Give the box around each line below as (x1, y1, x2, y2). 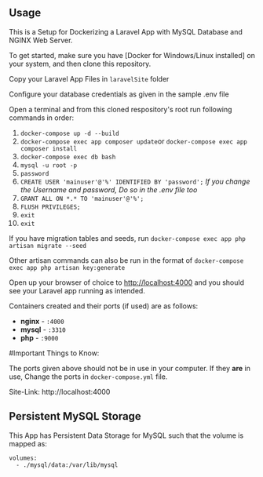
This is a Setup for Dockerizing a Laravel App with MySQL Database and (9, 27, 243, 36)
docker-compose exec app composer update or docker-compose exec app (20, 137, 248, 146)
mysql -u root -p (20, 161, 78, 169)
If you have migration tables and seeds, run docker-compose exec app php (9, 233, 246, 242)
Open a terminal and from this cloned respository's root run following (9, 104, 232, 114)
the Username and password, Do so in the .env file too (20, 184, 198, 195)
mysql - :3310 (20, 325, 66, 334)
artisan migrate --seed (9, 242, 87, 249)
